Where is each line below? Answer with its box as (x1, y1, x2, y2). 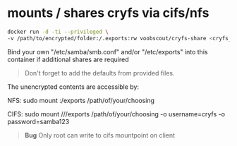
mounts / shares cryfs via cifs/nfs (7, 5, 209, 21)
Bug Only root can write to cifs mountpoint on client (24, 130, 175, 139)
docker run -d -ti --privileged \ (7, 28, 109, 35)
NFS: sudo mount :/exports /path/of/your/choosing (7, 96, 155, 104)
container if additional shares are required (7, 55, 129, 63)
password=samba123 (7, 117, 70, 126)
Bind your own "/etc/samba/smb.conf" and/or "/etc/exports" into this (7, 47, 208, 56)
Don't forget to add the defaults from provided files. (24, 68, 175, 77)
